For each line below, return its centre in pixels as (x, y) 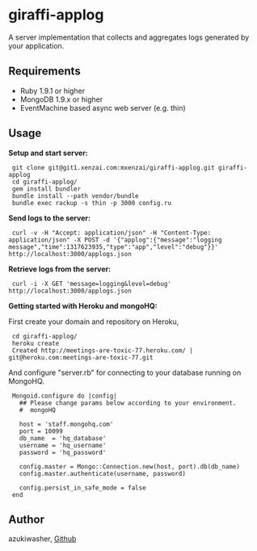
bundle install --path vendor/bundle (75, 196)
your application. (36, 45)
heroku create (36, 343)
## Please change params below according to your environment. (128, 403)
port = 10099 (41, 431)
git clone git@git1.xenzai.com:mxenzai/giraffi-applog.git (114, 167)
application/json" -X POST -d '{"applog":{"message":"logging (115, 240)
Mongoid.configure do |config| (64, 396)
